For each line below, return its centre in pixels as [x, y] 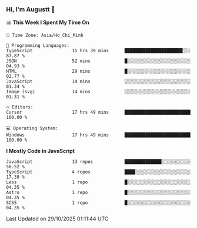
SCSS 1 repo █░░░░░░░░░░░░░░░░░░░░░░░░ [98, 203]
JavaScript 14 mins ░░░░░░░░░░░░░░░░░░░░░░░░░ [98, 81]
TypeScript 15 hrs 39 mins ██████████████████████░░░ [98, 51]
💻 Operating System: [32, 128]
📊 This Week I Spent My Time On [48, 22]
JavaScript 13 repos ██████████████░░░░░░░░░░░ [98, 162]
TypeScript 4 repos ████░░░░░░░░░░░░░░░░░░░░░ [98, 172]
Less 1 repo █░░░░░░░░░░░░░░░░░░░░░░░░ [98, 182]
